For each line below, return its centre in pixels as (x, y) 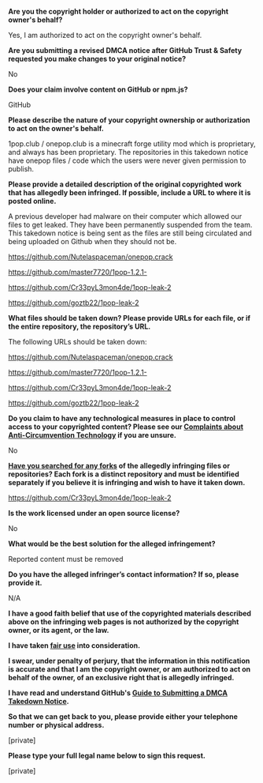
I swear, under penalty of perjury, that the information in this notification (129, 661)
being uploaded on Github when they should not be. (93, 241)
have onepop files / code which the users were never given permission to (127, 160)
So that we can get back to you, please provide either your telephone (123, 717)
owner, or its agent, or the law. (59, 630)
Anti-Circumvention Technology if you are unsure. (93, 435)
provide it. (25, 583)
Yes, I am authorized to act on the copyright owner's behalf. (105, 35)
